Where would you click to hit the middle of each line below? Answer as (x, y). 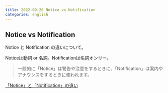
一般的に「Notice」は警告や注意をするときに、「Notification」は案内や (90, 68)
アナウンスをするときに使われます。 (55, 75)
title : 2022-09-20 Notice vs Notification (50, 10)
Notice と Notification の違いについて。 (46, 47)
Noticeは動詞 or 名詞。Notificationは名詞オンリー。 (58, 58)
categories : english (27, 14)
